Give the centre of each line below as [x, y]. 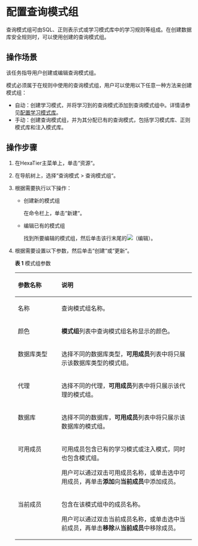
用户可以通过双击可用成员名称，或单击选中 [121, 472]
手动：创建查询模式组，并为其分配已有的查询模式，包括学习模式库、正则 [102, 120]
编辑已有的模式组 [44, 225]
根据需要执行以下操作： [43, 188]
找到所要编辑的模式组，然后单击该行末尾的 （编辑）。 [90, 238]
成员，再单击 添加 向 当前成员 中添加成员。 [123, 481]
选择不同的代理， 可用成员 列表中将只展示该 [121, 386]
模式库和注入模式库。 [40, 127]
